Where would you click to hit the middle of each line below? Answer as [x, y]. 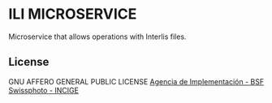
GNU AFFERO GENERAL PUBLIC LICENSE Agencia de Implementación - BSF [136, 81]
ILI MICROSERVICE [73, 14]
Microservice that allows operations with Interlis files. [97, 36]
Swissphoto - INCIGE [44, 90]
